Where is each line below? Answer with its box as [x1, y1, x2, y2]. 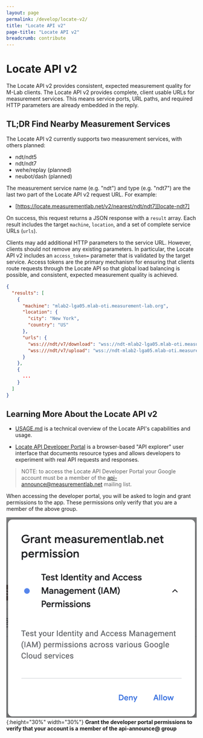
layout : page [6, 10, 39, 16]
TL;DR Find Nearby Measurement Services [6, 119, 170, 130]
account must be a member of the [21, 474, 106, 482]
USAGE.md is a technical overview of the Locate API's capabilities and [14, 425, 191, 433]
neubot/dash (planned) [14, 173, 72, 180]
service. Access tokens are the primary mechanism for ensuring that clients [6, 258, 195, 265]
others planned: [6, 141, 46, 148]
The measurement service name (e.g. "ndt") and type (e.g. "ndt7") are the [6, 184, 191, 191]
